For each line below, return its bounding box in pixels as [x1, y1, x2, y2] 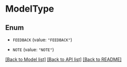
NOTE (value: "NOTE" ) [12, 47, 54, 52]
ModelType [5, 3, 54, 15]
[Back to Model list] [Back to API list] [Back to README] [5, 56, 122, 62]
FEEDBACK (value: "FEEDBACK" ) [12, 37, 73, 43]
